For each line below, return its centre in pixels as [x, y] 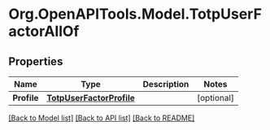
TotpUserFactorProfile [91, 98]
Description [166, 84]
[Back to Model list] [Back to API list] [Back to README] [102, 118]
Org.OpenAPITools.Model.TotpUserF [135, 14]
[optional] [215, 98]
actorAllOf [44, 31]
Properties [36, 61]
